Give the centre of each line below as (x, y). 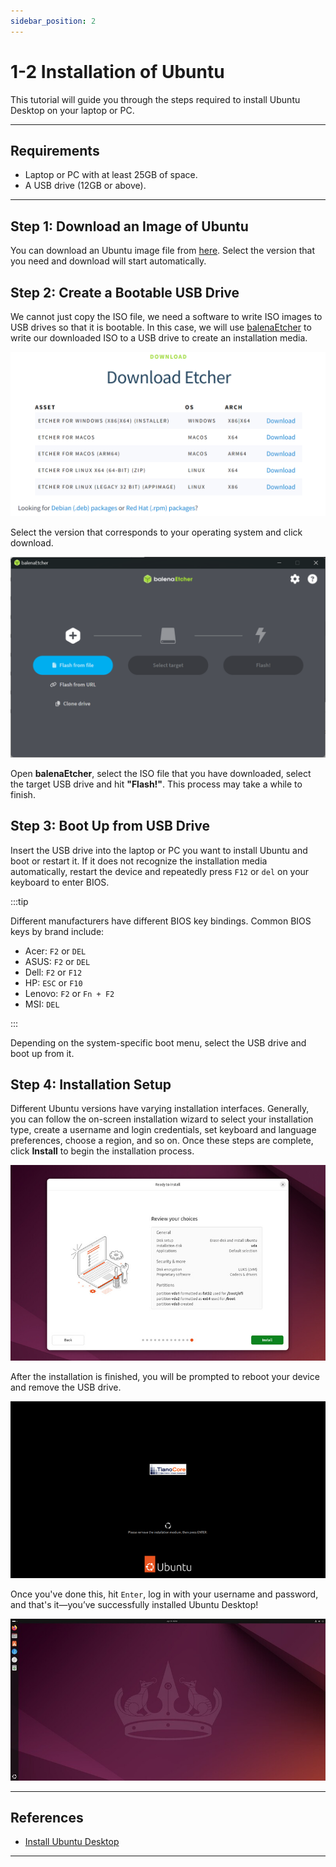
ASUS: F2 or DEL (57, 961)
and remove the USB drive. (66, 1387)
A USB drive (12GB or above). (85, 186)
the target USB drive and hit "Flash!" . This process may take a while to (156, 784)
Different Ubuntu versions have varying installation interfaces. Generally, (160, 1109)
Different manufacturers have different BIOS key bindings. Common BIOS (161, 921)
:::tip (19, 901)
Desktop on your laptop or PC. (72, 110)
